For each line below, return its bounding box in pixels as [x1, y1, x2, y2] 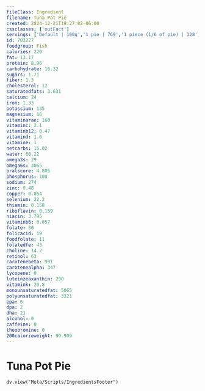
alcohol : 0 [6, 316, 34, 322]
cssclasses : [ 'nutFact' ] [6, 26, 70, 32]
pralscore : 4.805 [6, 168, 51, 174]
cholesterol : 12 [6, 83, 48, 89]
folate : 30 [6, 225, 34, 231]
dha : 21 [6, 310, 26, 316]
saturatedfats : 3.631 [6, 89, 62, 95]
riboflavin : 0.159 [6, 208, 53, 214]
